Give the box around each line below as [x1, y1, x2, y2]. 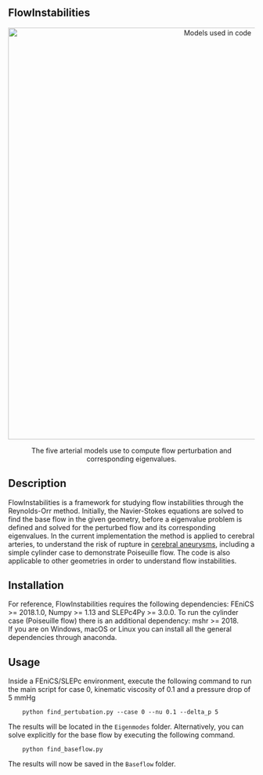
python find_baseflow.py [22, 745, 103, 754]
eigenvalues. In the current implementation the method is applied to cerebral [8, 531, 255, 540]
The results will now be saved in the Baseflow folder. [8, 759, 176, 769]
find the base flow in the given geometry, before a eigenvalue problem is [8, 514, 243, 524]
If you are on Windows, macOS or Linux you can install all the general [8, 624, 232, 634]
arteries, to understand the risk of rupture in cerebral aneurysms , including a [8, 539, 255, 548]
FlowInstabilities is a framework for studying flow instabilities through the [8, 497, 244, 507]
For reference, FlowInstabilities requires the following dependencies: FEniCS [8, 599, 254, 609]
